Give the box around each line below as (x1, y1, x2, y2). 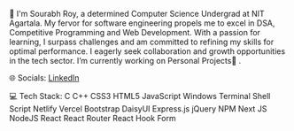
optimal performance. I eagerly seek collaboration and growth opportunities (9, 46, 286, 57)
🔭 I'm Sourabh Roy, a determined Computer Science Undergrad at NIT (9, 9, 266, 19)
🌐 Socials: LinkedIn (9, 73, 80, 83)
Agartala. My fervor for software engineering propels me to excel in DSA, (9, 18, 275, 28)
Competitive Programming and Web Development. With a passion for (9, 27, 261, 37)
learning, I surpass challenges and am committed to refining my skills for (9, 36, 275, 47)
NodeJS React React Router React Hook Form (9, 113, 176, 123)
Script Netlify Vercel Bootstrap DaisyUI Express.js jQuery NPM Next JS (9, 104, 267, 114)
